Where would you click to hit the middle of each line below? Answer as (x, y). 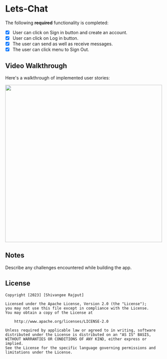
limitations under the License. (39, 352)
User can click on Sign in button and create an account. (70, 32)
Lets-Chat (27, 9)
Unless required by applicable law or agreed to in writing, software (80, 330)
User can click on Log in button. (45, 38)
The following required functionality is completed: (57, 23)
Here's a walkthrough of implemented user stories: (58, 78)
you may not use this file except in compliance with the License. (77, 308)
